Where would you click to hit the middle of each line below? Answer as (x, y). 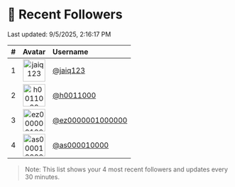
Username (70, 51)
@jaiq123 (69, 70)
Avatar (34, 51)
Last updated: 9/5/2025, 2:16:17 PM (59, 34)
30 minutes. (42, 176)
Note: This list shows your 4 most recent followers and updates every (126, 169)
